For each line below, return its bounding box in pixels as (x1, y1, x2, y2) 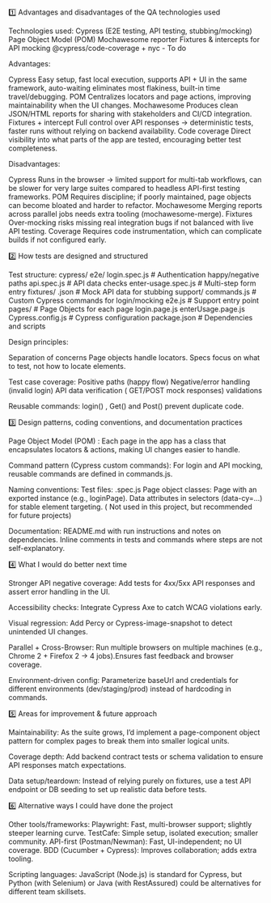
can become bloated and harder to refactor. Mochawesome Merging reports (8, 201, 263, 210)
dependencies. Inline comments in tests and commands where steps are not (8, 535, 263, 545)
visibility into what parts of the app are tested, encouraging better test (8, 135, 242, 144)
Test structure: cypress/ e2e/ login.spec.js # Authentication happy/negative (8, 270, 260, 279)
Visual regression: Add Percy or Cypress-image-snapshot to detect (8, 618, 233, 628)
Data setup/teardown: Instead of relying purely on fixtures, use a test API (8, 776, 252, 786)
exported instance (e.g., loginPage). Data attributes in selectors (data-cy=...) (8, 494, 263, 502)
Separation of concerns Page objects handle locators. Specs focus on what (8, 353, 260, 362)
